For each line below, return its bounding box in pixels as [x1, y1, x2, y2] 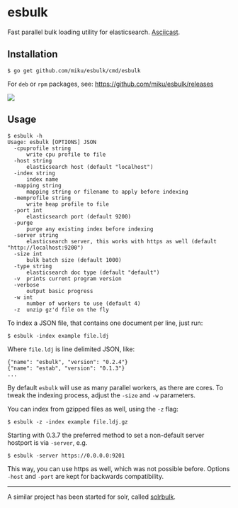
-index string [13, 170, 55, 177]
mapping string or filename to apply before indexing [25, 188, 189, 195]
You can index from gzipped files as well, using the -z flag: [7, 404, 179, 413]
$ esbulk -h [7, 132, 42, 139]
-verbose [13, 281, 40, 288]
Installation [7, 48, 58, 60]
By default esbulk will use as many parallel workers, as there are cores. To [7, 383, 224, 392]
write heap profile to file [25, 200, 110, 208]
